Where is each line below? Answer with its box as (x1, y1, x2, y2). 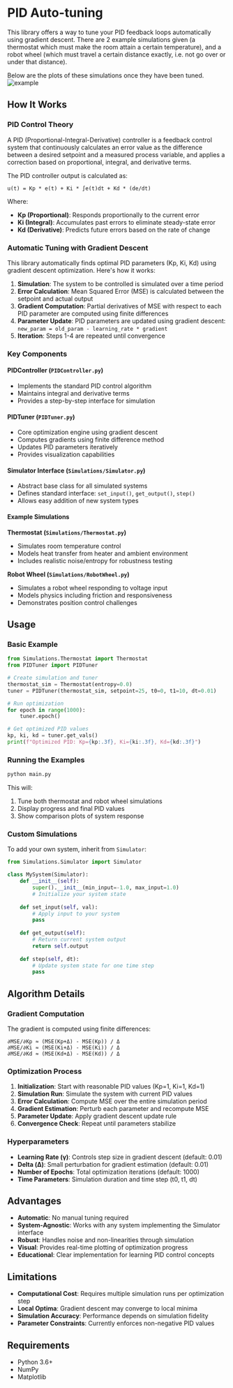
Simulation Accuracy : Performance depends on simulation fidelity (17, 1312, 209, 1320)
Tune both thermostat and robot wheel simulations (17, 797, 163, 805)
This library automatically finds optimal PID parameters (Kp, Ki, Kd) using (7, 258, 217, 267)
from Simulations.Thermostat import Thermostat (7, 655, 149, 662)
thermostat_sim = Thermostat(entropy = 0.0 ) (7, 680, 133, 688)
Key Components (7, 349, 68, 359)
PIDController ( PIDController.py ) (7, 366, 103, 375)
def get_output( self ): (20, 930, 86, 936)
